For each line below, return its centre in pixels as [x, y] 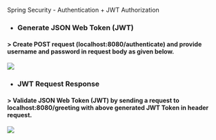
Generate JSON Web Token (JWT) [75, 27]
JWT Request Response [58, 84]
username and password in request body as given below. [91, 51]
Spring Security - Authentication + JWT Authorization [84, 10]
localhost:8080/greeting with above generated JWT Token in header [108, 107]
